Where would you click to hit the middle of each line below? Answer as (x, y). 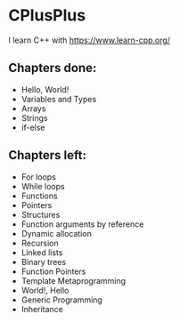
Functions (40, 196)
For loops (39, 177)
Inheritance (42, 309)
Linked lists (42, 252)
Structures (41, 214)
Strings (34, 117)
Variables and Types (59, 99)
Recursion (40, 243)
